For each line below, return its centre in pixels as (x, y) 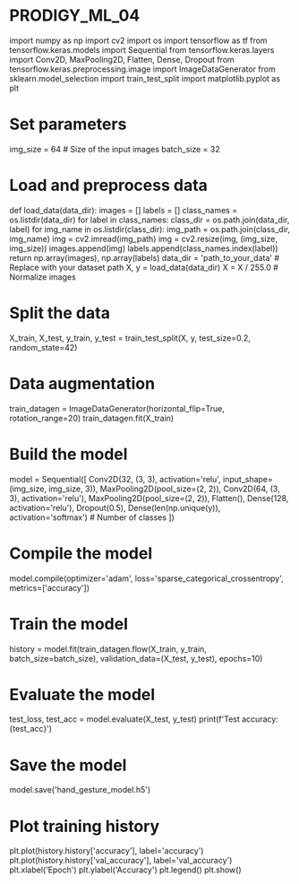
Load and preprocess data (109, 186)
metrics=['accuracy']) (50, 587)
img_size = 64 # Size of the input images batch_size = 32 (115, 149)
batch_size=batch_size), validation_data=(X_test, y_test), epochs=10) (136, 658)
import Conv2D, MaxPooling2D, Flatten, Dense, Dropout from (122, 59)
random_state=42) (43, 347)
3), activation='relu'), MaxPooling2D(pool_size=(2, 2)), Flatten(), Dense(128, (149, 498)
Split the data (60, 313)
